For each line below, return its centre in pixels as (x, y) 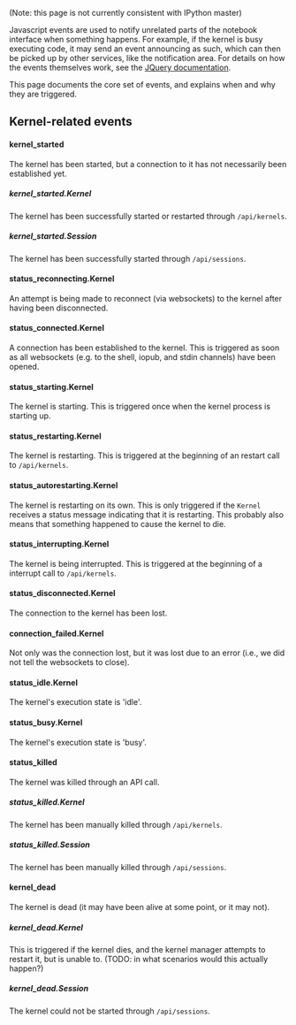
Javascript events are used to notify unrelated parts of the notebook (133, 30)
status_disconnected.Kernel (63, 593)
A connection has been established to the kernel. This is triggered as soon (144, 348)
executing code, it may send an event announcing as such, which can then (145, 49)
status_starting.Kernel (52, 386)
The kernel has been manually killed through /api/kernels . (116, 824)
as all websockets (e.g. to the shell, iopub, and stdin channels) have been (143, 356)
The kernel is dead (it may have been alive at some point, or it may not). (140, 906)
